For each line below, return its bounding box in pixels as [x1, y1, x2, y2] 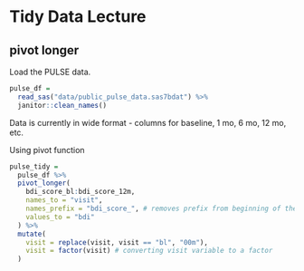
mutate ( [17, 229, 47, 238]
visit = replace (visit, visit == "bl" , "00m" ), [25, 237, 208, 247]
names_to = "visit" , [25, 196, 103, 205]
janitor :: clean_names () [17, 101, 107, 110]
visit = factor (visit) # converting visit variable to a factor [25, 247, 273, 256]
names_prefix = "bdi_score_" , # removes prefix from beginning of [25, 204, 281, 213]
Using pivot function [9, 144, 85, 155]
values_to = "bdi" [25, 212, 95, 221]
